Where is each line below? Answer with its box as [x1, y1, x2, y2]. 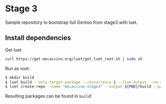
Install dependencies [5, 34, 71, 42]
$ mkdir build [5, 75, 35, 80]
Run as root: [5, 65, 30, 71]
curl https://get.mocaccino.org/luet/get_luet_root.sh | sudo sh [5, 56, 142, 61]
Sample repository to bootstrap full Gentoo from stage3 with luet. [5, 19, 138, 25]
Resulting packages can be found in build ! [5, 93, 92, 99]
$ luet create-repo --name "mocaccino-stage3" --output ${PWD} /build [5, 84, 152, 89]
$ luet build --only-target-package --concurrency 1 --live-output [5, 80, 147, 85]
